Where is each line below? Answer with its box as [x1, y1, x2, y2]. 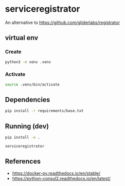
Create [5, 48, 22, 55]
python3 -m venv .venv [5, 60, 51, 64]
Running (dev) [5, 122, 49, 130]
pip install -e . [5, 135, 40, 140]
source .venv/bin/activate [5, 82, 60, 87]
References [5, 157, 41, 165]
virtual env [5, 34, 38, 42]
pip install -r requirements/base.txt [5, 108, 84, 113]
